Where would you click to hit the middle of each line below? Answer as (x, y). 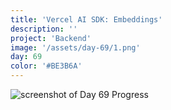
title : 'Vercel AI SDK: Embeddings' (86, 19)
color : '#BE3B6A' (46, 66)
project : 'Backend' (51, 38)
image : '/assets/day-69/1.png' (75, 47)
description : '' (44, 29)
